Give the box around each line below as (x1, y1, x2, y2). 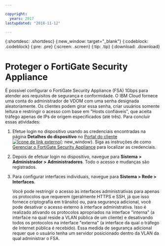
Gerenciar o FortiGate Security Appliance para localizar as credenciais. (12, 144, 157, 150)
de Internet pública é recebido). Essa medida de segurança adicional (12, 225, 152, 231)
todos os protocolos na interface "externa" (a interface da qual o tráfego (12, 220, 160, 226)
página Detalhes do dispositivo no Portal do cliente (12, 134, 117, 140)
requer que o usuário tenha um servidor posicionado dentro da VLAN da (12, 230, 159, 236)
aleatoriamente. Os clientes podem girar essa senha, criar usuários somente (5, 103, 160, 109)
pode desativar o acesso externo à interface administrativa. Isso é (12, 204, 147, 210)
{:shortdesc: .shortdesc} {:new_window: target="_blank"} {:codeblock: (5, 38, 149, 44)
